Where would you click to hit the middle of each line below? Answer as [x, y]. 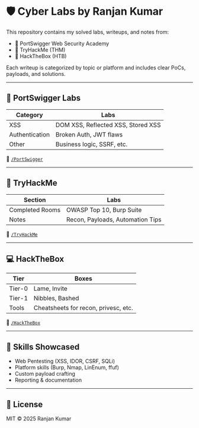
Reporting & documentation [48, 380]
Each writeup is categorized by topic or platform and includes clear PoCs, [96, 67]
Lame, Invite [51, 288]
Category [29, 115]
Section [35, 199]
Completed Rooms [35, 210]
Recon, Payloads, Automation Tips [114, 219]
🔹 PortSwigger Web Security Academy [62, 43]
